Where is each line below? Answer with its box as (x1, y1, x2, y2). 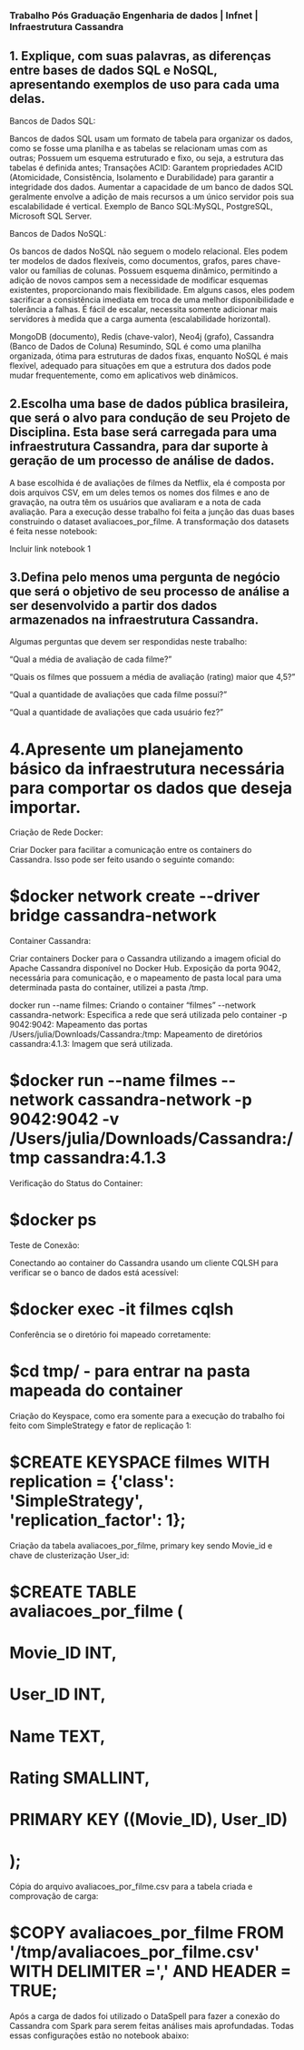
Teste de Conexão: (9, 1240, 80, 1251)
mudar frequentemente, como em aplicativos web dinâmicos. (9, 370, 239, 381)
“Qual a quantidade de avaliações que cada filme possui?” (9, 689, 228, 700)
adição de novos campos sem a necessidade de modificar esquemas (9, 274, 269, 286)
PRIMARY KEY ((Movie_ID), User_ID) (9, 1810, 289, 1830)
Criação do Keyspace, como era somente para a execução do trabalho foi (9, 1410, 286, 1421)
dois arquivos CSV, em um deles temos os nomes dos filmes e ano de (9, 487, 270, 498)
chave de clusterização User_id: (9, 1549, 130, 1560)
